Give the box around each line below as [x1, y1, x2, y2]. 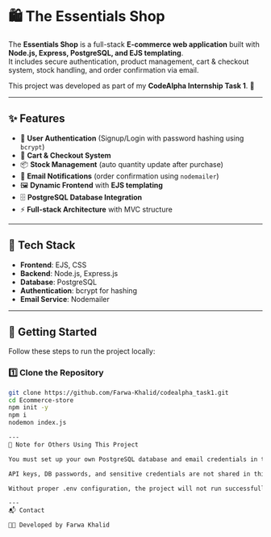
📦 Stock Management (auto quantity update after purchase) [19, 159, 224, 169]
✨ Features [8, 111, 65, 126]
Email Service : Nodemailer [19, 294, 110, 304]
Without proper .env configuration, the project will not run [8, 485, 222, 493]
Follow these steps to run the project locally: [8, 346, 156, 356]
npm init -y [8, 404, 48, 412]
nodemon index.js [8, 418, 67, 427]
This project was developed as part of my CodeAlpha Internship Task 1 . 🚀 [8, 81, 255, 90]
